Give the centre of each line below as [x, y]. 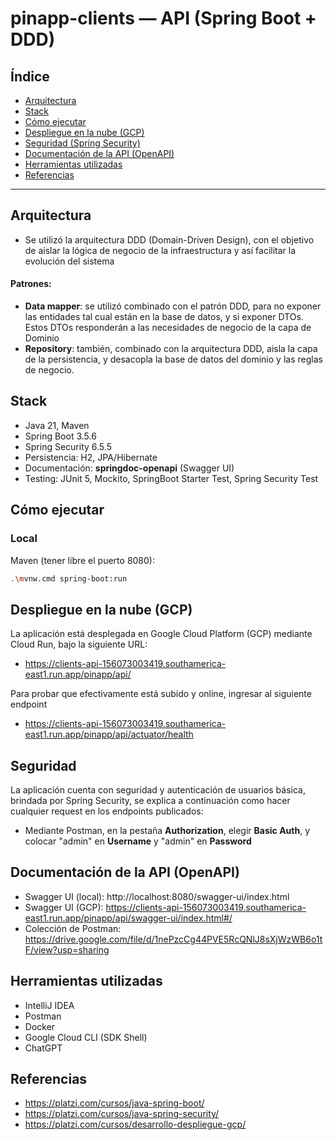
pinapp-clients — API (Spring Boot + [163, 18]
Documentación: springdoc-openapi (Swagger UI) [129, 468]
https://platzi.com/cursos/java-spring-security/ [122, 1114]
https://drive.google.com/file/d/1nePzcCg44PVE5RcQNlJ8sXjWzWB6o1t [173, 939]
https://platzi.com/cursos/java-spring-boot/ [114, 1103]
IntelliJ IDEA [49, 1005]
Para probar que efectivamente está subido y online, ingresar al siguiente [161, 694]
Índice [30, 76]
